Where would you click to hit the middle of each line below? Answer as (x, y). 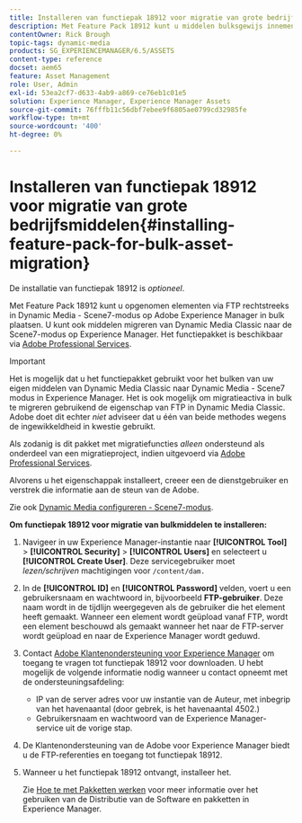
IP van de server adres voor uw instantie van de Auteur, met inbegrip (163, 699)
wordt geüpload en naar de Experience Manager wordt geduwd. (141, 635)
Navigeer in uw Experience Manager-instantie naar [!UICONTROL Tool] (155, 542)
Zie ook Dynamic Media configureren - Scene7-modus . (111, 507)
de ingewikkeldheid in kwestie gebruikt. (82, 426)
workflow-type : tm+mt (50, 118)
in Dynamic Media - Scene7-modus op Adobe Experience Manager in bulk (147, 314)
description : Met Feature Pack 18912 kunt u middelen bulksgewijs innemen (152, 26)
